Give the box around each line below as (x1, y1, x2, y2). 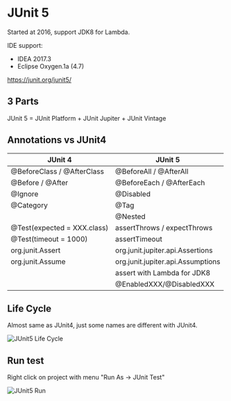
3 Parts (7, 96, 40, 108)
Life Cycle (7, 302, 52, 314)
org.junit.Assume (10, 257, 66, 266)
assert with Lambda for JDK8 (115, 268, 211, 278)
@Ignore (10, 189, 39, 198)
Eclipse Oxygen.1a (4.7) (17, 62, 85, 70)
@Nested (115, 212, 146, 221)
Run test (7, 355, 44, 366)
